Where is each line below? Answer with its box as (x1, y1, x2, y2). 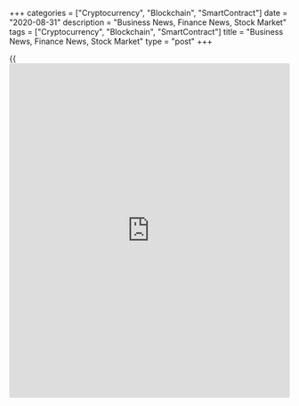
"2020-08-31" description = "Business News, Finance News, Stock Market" (9, 17, 287, 28)
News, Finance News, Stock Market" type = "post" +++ (9, 36, 214, 46)
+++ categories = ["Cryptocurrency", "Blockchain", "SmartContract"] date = (9, 8, 288, 18)
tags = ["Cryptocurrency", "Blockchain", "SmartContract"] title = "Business (9, 27, 284, 37)
